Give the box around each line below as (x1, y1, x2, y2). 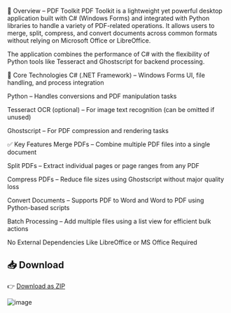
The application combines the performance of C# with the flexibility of (7, 50, 210, 58)
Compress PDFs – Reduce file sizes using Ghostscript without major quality (7, 175, 225, 183)
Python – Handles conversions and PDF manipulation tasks (7, 92, 177, 100)
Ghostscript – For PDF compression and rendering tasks (7, 127, 169, 134)
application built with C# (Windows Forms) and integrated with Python (7, 14, 210, 22)
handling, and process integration (7, 78, 104, 87)
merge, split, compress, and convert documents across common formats (7, 29, 218, 37)
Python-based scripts (7, 204, 70, 211)
